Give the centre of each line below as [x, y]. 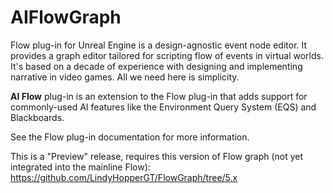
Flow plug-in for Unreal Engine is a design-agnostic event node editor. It [159, 45]
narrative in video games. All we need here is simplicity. [125, 77]
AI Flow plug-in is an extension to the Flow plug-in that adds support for [159, 96]
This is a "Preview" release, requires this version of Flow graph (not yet [157, 156]
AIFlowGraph [66, 17]
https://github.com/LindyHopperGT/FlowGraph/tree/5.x [124, 177]
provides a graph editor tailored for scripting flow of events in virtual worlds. [167, 55]
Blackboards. [37, 117]
